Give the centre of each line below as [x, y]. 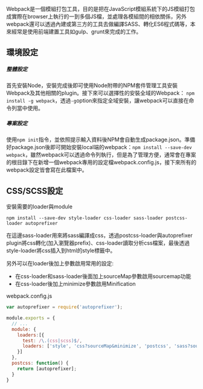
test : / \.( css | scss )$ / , [52, 341]
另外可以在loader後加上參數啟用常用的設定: [60, 264]
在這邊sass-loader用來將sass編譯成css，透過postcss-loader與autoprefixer [99, 236]
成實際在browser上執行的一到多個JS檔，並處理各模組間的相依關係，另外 [97, 16]
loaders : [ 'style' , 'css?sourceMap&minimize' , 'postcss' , [97, 346]
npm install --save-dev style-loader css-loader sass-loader [85, 218]
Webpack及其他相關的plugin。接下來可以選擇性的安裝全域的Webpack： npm [101, 93]
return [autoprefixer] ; [47, 368]
